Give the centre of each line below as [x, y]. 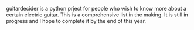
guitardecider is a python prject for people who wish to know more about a [96, 9]
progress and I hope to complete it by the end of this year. [76, 21]
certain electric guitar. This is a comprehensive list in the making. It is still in [97, 15]
